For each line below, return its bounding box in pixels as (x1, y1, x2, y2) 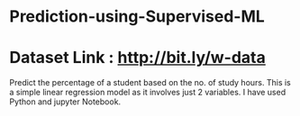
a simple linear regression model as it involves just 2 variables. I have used (9, 87, 286, 98)
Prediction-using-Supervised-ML (9, 6, 266, 27)
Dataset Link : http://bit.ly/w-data (9, 48, 266, 68)
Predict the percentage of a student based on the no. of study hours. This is (9, 77, 291, 88)
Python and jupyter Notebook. (9, 96, 122, 107)
